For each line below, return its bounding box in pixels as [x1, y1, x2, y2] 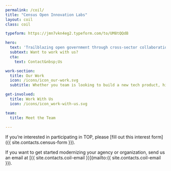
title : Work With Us [10, 96, 53, 102]
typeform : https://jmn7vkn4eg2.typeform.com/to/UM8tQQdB [5, 31, 129, 36]
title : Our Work [10, 73, 44, 78]
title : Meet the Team [10, 115, 56, 120]
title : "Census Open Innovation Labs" [5, 12, 88, 17]
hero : [5, 40, 17, 45]
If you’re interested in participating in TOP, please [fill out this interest [5, 134, 151, 140]
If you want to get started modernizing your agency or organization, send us [5, 149, 165, 156]
